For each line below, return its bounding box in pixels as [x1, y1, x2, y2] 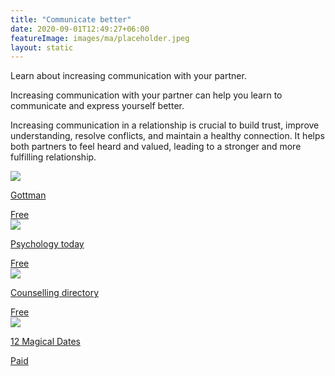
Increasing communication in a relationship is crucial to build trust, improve [10, 119, 320, 131]
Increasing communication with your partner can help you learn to [10, 89, 283, 101]
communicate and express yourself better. [10, 100, 185, 112]
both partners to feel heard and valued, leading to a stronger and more [10, 141, 302, 153]
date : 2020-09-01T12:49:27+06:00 [10, 24, 150, 34]
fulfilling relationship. [10, 151, 97, 163]
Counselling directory [10, 287, 100, 299]
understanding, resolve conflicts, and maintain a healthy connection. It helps [10, 130, 325, 142]
